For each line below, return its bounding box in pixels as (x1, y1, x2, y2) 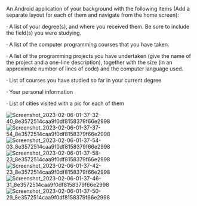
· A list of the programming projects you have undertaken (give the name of (6, 53, 191, 59)
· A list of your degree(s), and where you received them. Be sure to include (6, 23, 190, 30)
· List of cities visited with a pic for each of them (6, 100, 124, 107)
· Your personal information (6, 88, 73, 95)
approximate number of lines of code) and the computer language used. (6, 65, 184, 72)
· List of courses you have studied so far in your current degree (6, 77, 162, 84)
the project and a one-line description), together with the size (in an (6, 59, 173, 66)
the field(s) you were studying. (6, 29, 82, 36)
